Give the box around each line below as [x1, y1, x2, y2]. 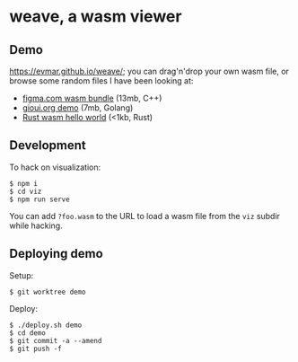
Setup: [9, 269, 34, 280]
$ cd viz [9, 187, 42, 196]
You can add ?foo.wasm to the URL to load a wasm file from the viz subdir [9, 210, 281, 221]
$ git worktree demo [9, 287, 87, 296]
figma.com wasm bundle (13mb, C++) [22, 93, 162, 103]
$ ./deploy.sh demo [9, 321, 83, 330]
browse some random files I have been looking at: [9, 75, 194, 86]
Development [9, 137, 87, 154]
